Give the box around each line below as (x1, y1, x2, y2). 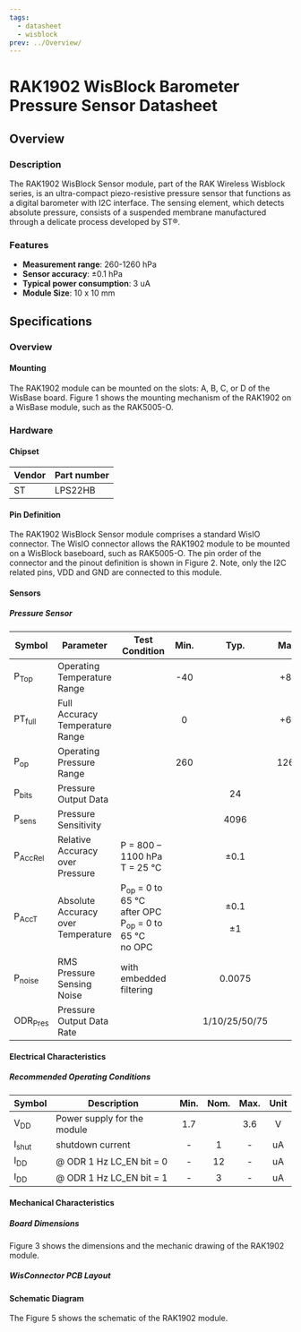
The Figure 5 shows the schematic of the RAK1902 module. (9, 1313, 228, 1324)
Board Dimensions (9, 1217, 80, 1228)
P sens (13, 812, 37, 827)
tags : (9, 13, 30, 22)
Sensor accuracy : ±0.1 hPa (21, 269, 124, 279)
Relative (57, 833, 91, 846)
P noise (13, 971, 39, 985)
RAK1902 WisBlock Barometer (9, 77, 240, 97)
